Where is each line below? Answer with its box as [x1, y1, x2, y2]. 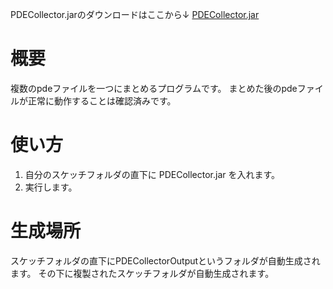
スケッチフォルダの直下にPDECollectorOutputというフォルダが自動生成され [10, 254, 321, 267]
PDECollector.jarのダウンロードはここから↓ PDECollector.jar [10, 9, 260, 20]
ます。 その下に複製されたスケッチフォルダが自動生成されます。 [10, 267, 275, 279]
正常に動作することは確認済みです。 [27, 94, 177, 107]
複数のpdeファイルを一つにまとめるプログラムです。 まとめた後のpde [10, 82, 298, 94]
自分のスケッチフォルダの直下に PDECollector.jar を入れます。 [24, 168, 281, 180]
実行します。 [24, 181, 78, 193]
